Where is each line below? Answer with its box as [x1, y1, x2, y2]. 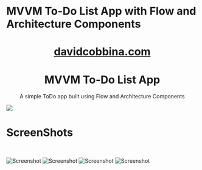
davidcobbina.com [54, 45, 151, 59]
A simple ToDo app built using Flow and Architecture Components [19, 93, 185, 100]
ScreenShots [6, 126, 73, 139]
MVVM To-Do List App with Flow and [6, 4, 197, 18]
